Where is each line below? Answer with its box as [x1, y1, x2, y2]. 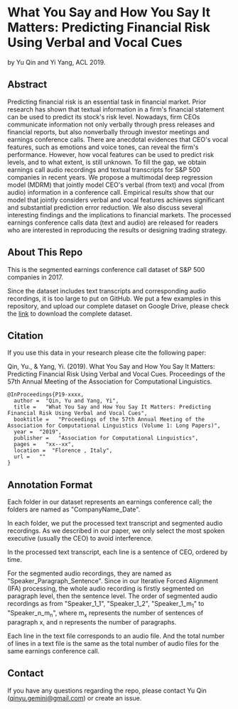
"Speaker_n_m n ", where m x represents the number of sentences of [7, 608, 204, 619]
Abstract [7, 79, 48, 91]
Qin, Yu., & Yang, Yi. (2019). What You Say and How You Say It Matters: [7, 362, 215, 371]
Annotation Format [7, 479, 93, 491]
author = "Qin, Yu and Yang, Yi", [13, 397, 119, 405]
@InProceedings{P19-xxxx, [7, 391, 84, 399]
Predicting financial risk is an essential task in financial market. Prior [7, 97, 207, 106]
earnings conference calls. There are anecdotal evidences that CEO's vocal [7, 135, 229, 144]
